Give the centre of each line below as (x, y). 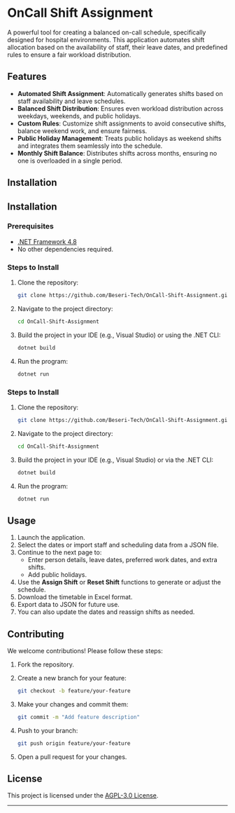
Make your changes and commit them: (73, 704)
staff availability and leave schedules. (71, 101)
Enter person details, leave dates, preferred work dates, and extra (123, 560)
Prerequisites (30, 226)
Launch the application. (51, 538)
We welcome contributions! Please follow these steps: (85, 651)
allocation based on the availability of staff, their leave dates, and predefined (117, 47)
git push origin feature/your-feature (74, 743)
